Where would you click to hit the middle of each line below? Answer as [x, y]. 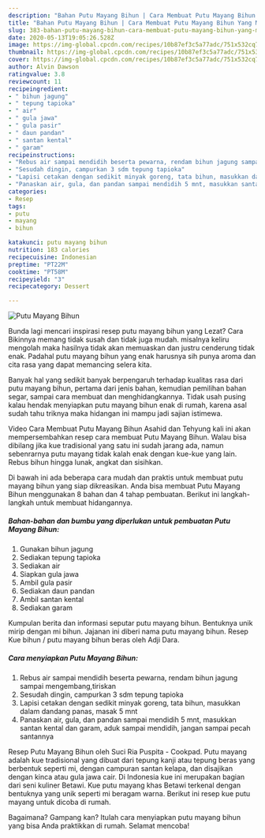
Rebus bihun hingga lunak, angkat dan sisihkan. [86, 462]
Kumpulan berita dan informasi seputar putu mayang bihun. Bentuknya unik [131, 623]
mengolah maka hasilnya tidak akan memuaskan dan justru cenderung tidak [131, 348]
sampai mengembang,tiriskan [68, 686]
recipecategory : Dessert [49, 286]
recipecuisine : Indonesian [52, 257]
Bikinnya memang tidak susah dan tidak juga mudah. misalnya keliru [119, 339]
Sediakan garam [46, 608]
